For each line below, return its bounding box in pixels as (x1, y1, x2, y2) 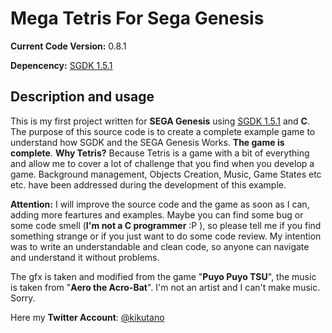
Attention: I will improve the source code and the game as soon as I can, (10, 198, 310, 210)
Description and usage (10, 88, 155, 106)
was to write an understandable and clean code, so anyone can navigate (10, 240, 310, 252)
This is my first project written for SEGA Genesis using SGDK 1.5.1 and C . (10, 115, 311, 127)
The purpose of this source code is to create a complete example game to (10, 125, 316, 137)
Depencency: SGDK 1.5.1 (10, 59, 113, 71)
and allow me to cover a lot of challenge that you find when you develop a (10, 157, 315, 169)
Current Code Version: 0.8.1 (10, 40, 127, 52)
